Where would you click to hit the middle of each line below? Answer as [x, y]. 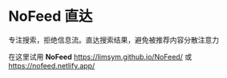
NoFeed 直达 [51, 16]
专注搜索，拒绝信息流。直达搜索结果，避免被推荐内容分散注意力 [113, 40]
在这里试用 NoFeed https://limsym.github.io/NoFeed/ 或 [100, 57]
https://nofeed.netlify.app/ [52, 65]
